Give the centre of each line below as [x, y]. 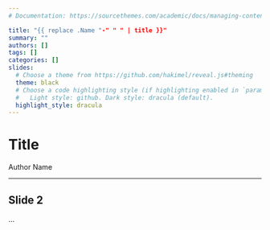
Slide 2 [26, 200]
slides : [21, 68]
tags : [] [23, 53]
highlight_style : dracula [59, 105]
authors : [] [28, 45]
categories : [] [34, 60]
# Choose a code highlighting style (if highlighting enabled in [127, 90]
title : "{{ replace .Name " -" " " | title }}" [88, 30]
